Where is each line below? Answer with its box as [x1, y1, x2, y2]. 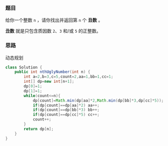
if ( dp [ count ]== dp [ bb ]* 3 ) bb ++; [32, 107, 100, 113]
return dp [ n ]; [24, 126, 54, 131]
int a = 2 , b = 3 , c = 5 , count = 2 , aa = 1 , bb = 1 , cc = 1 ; [24, 74, 114, 80]
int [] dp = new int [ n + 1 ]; [24, 79, 74, 84]
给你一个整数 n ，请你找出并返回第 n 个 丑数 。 [5, 17, 103, 23]
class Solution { [5, 65, 43, 70]
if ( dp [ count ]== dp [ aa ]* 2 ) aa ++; [32, 103, 100, 108]
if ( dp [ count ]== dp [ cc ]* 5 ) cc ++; [32, 112, 100, 117]
